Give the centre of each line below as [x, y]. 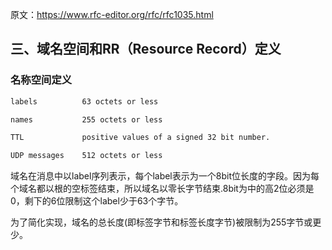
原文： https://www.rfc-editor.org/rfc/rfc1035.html [112, 14]
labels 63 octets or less [84, 101]
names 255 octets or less [86, 119]
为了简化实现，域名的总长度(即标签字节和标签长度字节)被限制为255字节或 [161, 222]
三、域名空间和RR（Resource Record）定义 [146, 49]
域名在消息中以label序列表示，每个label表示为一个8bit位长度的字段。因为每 [165, 176]
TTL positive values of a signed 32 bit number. [140, 138]
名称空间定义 [41, 80]
